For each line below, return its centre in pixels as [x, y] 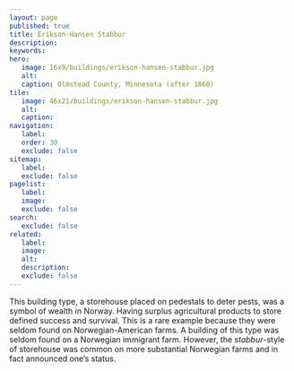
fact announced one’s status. [63, 358]
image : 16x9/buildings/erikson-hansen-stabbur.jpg [118, 68]
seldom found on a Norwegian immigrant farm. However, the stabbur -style [147, 339]
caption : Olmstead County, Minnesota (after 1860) [118, 84]
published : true [39, 26]
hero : [19, 59]
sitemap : [26, 159]
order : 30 [39, 142]
